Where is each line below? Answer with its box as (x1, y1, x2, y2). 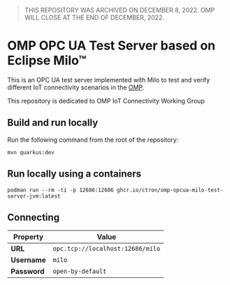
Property (13, 232, 44, 242)
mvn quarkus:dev (7, 149, 55, 156)
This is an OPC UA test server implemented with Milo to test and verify (7, 75, 210, 84)
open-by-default (52, 268, 107, 275)
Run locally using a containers (7, 168, 142, 180)
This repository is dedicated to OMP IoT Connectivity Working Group (7, 96, 205, 105)
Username (10, 255, 47, 265)
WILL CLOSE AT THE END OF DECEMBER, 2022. (24, 13, 164, 22)
